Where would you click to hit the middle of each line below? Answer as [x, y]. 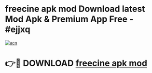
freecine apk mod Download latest [75, 9]
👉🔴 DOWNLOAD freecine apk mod [76, 63]
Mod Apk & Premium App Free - [69, 19]
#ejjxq [18, 29]
